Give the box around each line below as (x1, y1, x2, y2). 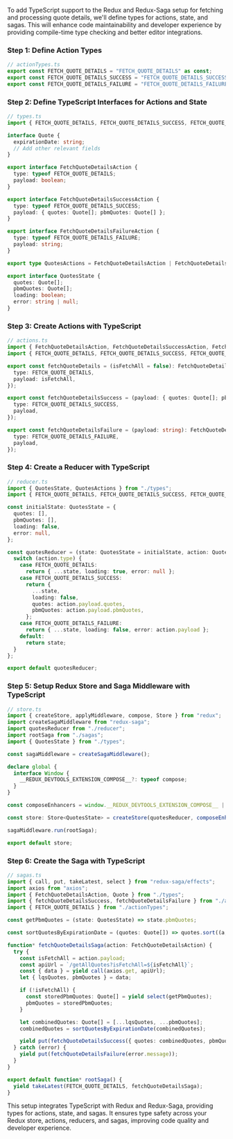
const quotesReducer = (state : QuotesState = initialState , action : (7, 549, 209, 556)
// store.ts (7, 706, 42, 713)
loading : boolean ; (13, 292, 67, 299)
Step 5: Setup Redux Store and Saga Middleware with (7, 682, 191, 691)
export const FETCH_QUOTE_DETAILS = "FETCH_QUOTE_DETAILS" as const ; (7, 68, 213, 75)
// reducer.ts (7, 478, 49, 485)
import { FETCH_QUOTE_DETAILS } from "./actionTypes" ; (7, 904, 169, 911)
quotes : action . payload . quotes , (32, 600, 126, 608)
